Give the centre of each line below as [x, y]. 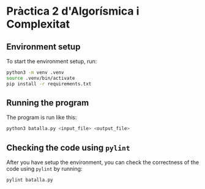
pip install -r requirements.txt [49, 84]
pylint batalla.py [30, 180]
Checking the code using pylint [68, 148]
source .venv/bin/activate [41, 78]
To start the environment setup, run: [52, 61]
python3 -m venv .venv [35, 73]
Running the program [48, 103]
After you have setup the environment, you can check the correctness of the [103, 162]
